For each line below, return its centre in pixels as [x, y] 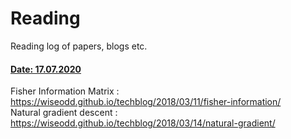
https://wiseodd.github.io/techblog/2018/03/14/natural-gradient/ [143, 123]
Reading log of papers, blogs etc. [79, 46]
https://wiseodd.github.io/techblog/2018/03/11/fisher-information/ [146, 102]
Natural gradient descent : [64, 113]
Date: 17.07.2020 [46, 69]
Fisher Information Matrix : [65, 91]
